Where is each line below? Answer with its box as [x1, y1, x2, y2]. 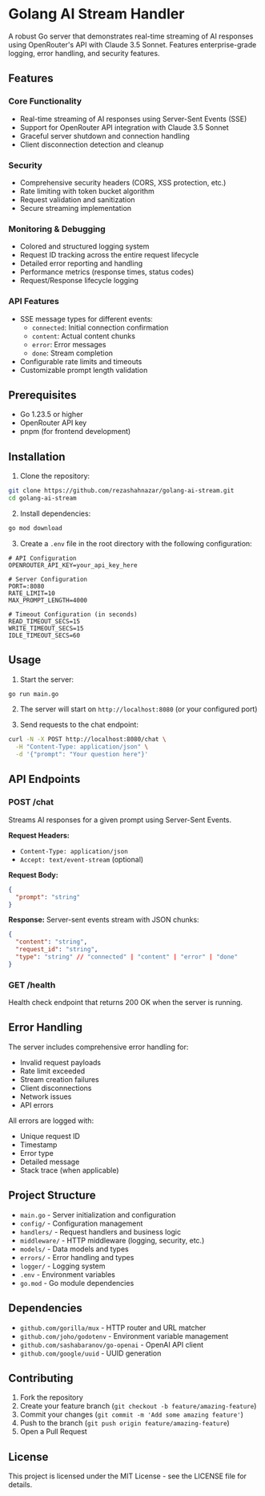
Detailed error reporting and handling [19, 258, 143, 269]
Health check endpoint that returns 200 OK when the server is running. [8, 998, 243, 1007]
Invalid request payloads [19, 1057, 102, 1067]
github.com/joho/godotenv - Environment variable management [19, 1331, 229, 1340]
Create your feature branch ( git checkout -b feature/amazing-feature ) [19, 1401, 257, 1411]
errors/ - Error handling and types [19, 1252, 135, 1262]
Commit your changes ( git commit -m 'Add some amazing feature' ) [19, 1409, 244, 1420]
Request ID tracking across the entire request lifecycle [19, 250, 199, 260]
